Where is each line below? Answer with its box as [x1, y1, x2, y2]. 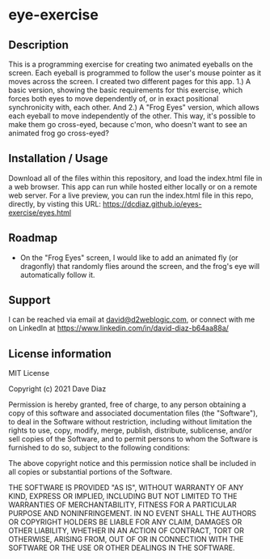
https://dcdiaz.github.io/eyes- [102, 198, 202, 208]
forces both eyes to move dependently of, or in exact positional [8, 94, 219, 103]
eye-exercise [8, 6, 99, 24]
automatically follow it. [19, 270, 95, 279]
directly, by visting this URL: [8, 198, 101, 208]
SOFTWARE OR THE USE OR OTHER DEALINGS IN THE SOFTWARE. [8, 543, 235, 553]
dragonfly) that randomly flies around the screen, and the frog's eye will [19, 261, 260, 271]
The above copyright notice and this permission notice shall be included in [8, 459, 256, 468]
